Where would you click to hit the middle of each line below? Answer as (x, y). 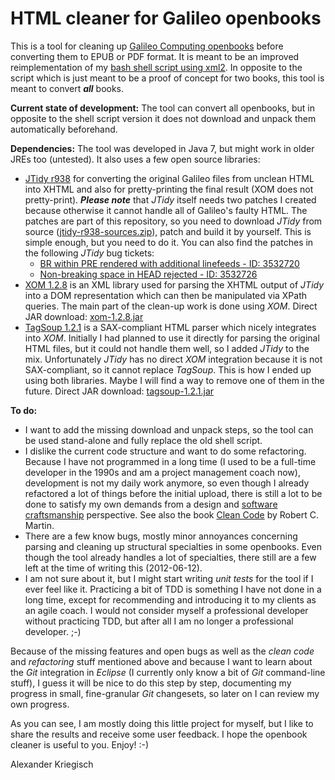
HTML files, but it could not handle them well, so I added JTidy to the (167, 348)
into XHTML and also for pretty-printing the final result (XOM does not (169, 189)
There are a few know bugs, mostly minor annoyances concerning (161, 536)
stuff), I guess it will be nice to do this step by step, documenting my (151, 683)
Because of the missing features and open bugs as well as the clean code (162, 651)
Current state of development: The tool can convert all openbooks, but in (163, 108)
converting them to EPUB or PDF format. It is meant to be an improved (155, 56)
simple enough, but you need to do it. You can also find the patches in (169, 242)
